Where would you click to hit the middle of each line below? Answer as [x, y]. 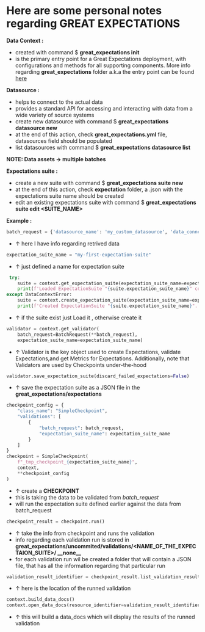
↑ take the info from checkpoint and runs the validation [85, 533]
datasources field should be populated [64, 140]
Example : [19, 220]
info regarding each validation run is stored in [72, 539]
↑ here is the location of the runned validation [73, 588]
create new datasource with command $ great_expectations [92, 121]
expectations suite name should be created [69, 195]
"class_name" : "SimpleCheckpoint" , [63, 411]
